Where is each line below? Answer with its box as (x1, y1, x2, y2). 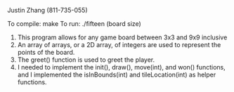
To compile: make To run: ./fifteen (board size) (7, 20, 142, 27)
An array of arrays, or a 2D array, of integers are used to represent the (17, 41, 221, 48)
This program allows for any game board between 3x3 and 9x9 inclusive (17, 33, 228, 41)
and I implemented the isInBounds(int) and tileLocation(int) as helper (17, 70, 216, 79)
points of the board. (17, 48, 75, 56)
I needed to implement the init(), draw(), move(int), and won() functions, (17, 63, 226, 71)
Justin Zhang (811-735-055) (7, 6, 88, 14)
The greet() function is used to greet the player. (17, 55, 155, 64)
